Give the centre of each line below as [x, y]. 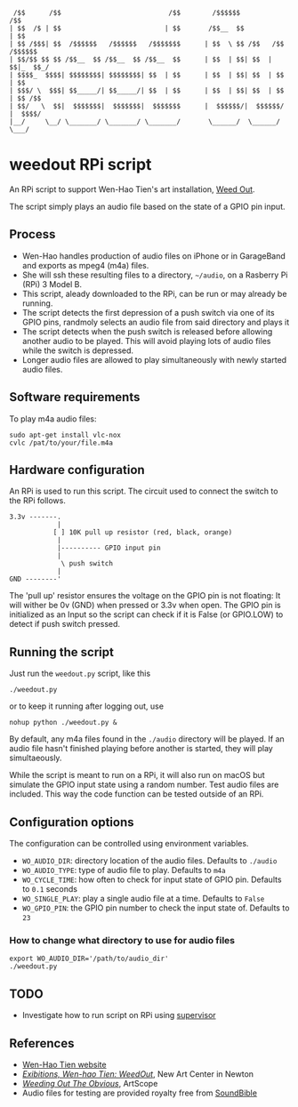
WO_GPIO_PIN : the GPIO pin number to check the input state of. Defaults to [156, 908]
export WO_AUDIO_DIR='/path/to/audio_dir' [89, 959]
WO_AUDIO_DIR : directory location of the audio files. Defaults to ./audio [149, 861]
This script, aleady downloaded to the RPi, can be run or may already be [154, 293]
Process [32, 234]
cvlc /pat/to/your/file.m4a [61, 443]
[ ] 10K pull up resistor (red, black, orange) [143, 533]
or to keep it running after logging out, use [87, 706]
